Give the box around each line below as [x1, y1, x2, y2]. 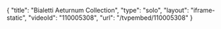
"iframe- [190, 6, 215, 14]
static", [6, 13, 28, 22]
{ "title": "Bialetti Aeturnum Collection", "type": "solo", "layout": [6, 6, 189, 14]
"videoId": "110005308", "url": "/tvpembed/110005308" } [28, 13, 193, 22]
